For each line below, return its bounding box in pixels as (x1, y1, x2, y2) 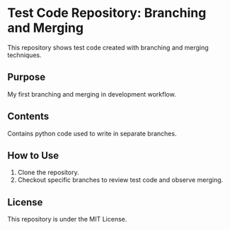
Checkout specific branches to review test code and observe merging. (17, 176, 224, 184)
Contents (7, 111, 50, 123)
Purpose (7, 71, 46, 83)
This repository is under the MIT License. (7, 215, 127, 224)
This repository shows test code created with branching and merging (7, 43, 209, 52)
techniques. (7, 51, 42, 59)
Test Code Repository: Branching (7, 5, 207, 21)
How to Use (7, 150, 59, 162)
